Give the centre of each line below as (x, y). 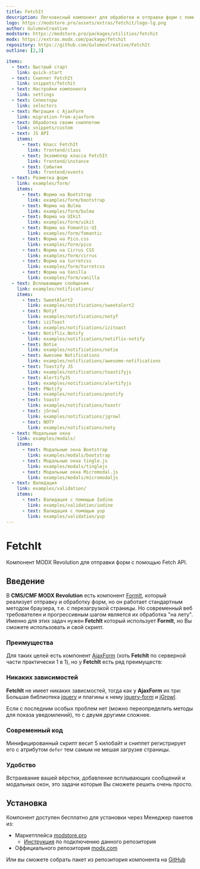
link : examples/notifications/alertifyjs (80, 383)
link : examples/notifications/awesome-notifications (94, 361)
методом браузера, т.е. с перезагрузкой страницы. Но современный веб (99, 608)
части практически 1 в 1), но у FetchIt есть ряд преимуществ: (84, 662)
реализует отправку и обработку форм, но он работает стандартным (95, 602)
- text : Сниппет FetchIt (42, 78)
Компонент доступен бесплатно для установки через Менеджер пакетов (100, 818)
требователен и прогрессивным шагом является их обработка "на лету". (100, 615)
